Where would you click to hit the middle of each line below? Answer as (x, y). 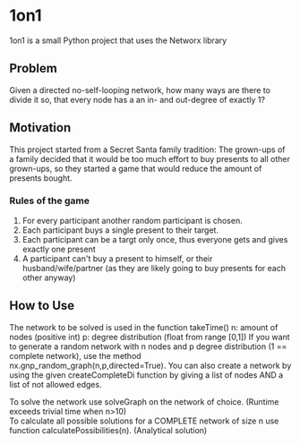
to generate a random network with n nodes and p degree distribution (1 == (148, 346)
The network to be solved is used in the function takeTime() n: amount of (144, 327)
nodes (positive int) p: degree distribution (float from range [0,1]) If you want (150, 337)
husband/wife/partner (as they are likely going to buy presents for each (154, 268)
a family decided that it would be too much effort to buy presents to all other (150, 158)
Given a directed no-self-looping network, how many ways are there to (140, 90)
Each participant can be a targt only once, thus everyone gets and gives (155, 239)
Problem (34, 68)
